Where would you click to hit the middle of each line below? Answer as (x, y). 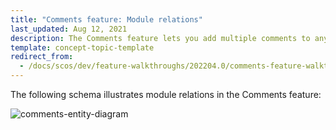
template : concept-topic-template (82, 47)
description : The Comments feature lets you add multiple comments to (160, 38)
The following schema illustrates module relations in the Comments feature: (166, 94)
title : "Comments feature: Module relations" (106, 19)
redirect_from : (42, 57)
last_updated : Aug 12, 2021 (69, 29)
